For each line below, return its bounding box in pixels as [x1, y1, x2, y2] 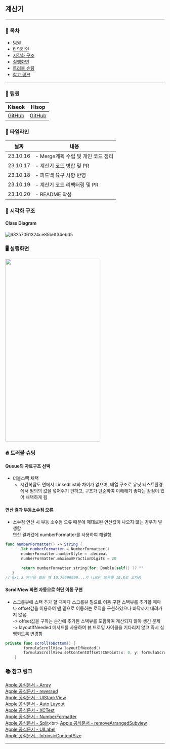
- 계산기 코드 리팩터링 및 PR [35, 181, 99, 188]
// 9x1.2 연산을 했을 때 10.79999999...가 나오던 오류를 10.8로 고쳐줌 [5, 575, 142, 580]
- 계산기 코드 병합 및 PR [35, 162, 90, 169]
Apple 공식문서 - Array [5, 682, 52, 688]
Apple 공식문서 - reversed [5, 688, 58, 695]
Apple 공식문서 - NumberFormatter [5, 713, 77, 720]
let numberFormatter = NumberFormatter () [21, 547, 110, 552]
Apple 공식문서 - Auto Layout [5, 701, 65, 707]
